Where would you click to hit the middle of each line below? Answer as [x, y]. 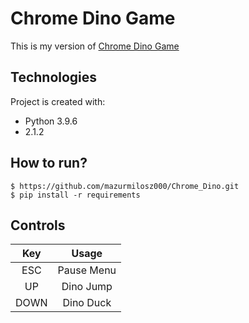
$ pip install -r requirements [75, 195]
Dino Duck [87, 303]
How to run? [49, 163]
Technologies [54, 77]
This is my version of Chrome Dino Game [95, 46]
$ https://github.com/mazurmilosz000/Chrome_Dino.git [125, 186]
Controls [38, 225]
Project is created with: [58, 101]
